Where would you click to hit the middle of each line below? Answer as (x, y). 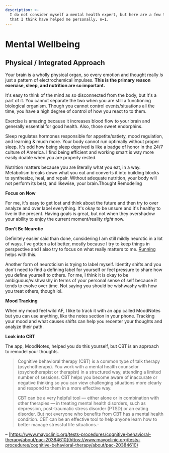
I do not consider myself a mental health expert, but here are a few (85, 15)
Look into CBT (20, 337)
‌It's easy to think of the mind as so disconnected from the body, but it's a (81, 95)
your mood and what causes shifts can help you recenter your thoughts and (84, 321)
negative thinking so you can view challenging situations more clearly (90, 383)
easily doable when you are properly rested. (51, 158)
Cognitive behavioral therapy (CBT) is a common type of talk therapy (89, 361)
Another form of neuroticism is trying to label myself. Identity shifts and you (83, 265)
